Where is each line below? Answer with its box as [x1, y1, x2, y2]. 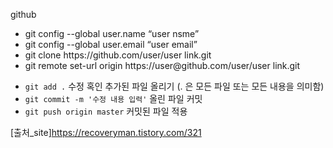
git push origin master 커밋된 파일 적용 [24, 105, 188, 117]
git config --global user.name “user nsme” [24, 28, 200, 39]
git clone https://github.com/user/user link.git [24, 49, 212, 61]
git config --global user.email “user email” [24, 39, 198, 50]
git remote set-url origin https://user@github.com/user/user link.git [24, 60, 301, 71]
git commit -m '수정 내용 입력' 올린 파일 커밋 [24, 93, 203, 104]
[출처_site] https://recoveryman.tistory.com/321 [10, 127, 202, 138]
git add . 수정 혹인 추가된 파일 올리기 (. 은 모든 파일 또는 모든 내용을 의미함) [24, 80, 325, 92]
